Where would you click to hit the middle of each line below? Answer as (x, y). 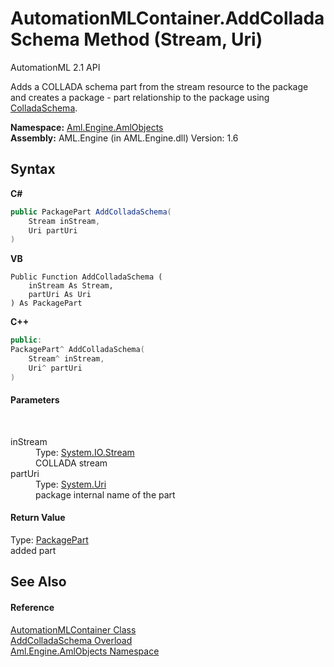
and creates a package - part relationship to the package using (140, 97)
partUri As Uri (60, 295)
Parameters (35, 400)
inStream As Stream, (71, 286)
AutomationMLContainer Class (73, 629)
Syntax (33, 169)
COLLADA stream (71, 463)
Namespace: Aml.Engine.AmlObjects (87, 127)
